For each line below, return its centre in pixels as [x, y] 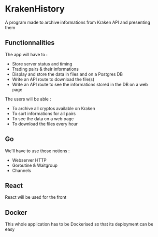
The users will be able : [28, 99]
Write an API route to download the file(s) [53, 79]
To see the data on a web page [43, 118]
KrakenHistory [35, 9]
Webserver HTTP [29, 160]
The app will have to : [26, 54]
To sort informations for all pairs [44, 113]
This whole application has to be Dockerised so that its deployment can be [79, 224]
